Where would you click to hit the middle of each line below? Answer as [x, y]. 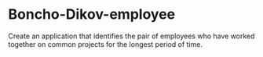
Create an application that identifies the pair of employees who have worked [131, 36]
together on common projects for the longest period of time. [105, 44]
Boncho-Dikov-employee [92, 14]
